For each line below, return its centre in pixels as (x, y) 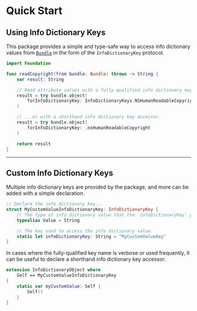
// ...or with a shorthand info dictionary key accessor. (89, 117)
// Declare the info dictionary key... (55, 204)
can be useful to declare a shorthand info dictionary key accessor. (86, 259)
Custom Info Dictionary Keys (60, 173)
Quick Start (34, 11)
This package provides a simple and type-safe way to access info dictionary (98, 46)
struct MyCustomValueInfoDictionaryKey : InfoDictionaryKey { (82, 210)
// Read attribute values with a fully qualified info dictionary (99, 90)
